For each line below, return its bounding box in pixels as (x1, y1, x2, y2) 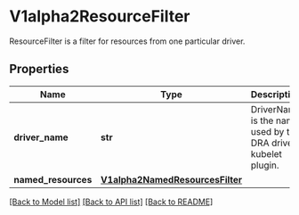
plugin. (250, 159, 279, 171)
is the (250, 114, 274, 127)
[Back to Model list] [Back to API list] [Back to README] (9, 196, 214, 207)
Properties (9, 62, 69, 77)
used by (250, 125, 285, 137)
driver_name (13, 131, 69, 144)
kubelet (250, 147, 283, 160)
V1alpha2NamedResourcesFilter (101, 173, 243, 186)
